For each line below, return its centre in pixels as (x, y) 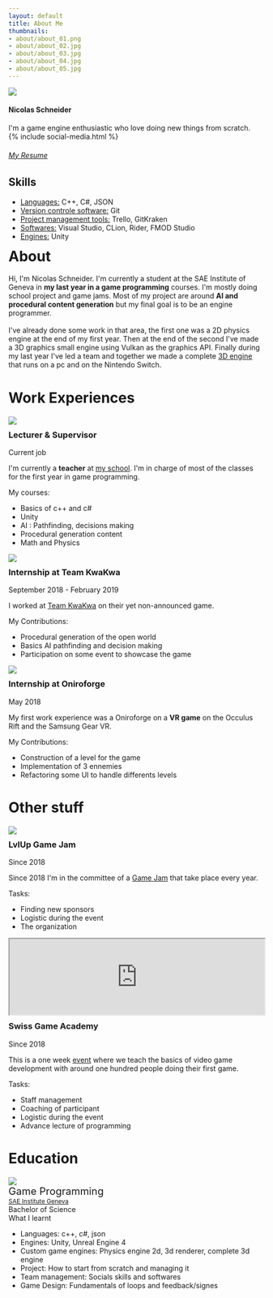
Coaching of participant (60, 1108)
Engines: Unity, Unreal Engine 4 (73, 1242)
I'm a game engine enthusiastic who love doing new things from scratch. (130, 127)
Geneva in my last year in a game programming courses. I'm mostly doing (133, 287)
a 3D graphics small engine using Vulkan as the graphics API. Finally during (134, 348)
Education (43, 1158)
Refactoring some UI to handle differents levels (98, 775)
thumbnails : (28, 31)
